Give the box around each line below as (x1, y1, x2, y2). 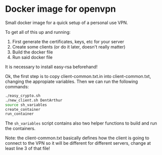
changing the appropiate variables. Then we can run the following (5, 78, 138, 84)
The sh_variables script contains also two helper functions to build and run (5, 120, 157, 126)
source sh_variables (5, 102, 48, 107)
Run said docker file (12, 54, 53, 60)
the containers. (5, 126, 36, 131)
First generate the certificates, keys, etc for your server (12, 38, 124, 45)
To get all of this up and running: (5, 29, 71, 35)
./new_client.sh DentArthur (5, 98, 63, 103)
